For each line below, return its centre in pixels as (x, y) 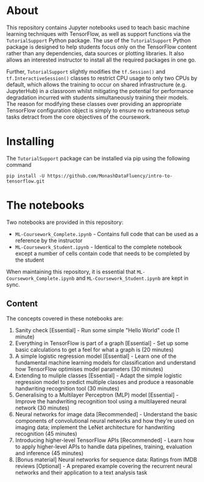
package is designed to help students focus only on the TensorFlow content (101, 47)
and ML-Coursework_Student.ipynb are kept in (132, 278)
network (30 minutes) (42, 408)
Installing (30, 141)
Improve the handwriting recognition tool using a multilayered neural (101, 401)
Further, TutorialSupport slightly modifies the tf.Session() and (86, 71)
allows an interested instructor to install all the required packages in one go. (101, 60)
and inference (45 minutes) (49, 453)
